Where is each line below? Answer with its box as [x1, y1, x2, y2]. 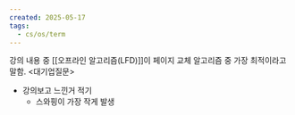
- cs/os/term [17, 29, 66, 38]
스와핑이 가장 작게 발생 [35, 96, 115, 107]
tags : [9, 21, 29, 30]
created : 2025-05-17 [9, 12, 87, 22]
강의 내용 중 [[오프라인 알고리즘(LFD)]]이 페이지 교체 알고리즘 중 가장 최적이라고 [9, 55, 287, 66]
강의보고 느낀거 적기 [21, 86, 92, 96]
